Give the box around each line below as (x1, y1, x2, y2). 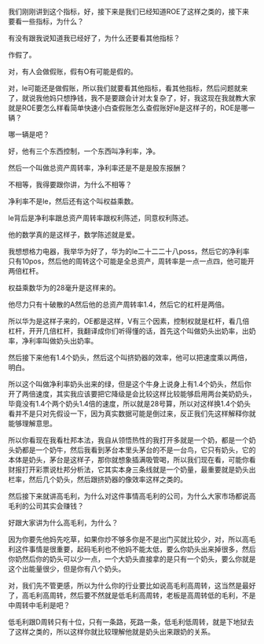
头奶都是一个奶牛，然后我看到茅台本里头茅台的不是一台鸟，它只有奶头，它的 (8, 445, 256, 454)
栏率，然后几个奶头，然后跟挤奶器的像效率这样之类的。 (8, 475, 187, 484)
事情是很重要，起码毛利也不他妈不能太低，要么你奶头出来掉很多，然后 (28, 545, 256, 554)
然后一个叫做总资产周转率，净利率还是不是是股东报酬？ (8, 164, 187, 172)
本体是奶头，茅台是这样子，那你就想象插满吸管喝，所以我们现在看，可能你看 (8, 455, 256, 464)
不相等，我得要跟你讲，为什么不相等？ (8, 180, 132, 189)
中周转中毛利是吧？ (8, 601, 71, 609)
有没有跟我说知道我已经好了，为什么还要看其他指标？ (8, 34, 181, 42)
